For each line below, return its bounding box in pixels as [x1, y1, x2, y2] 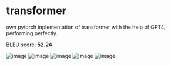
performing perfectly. [6, 29, 58, 36]
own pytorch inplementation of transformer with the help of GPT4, [6, 23, 166, 30]
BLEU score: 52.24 [6, 41, 53, 48]
